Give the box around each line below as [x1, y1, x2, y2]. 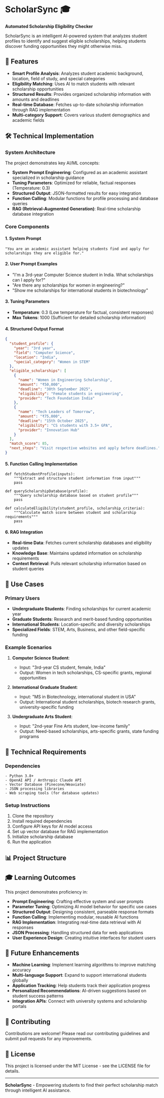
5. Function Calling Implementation [5, 461, 78, 467]
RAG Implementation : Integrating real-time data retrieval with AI [12, 919, 142, 925]
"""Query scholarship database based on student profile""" [14, 493, 139, 498]
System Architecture [5, 149, 56, 156]
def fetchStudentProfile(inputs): [5, 472, 76, 477]
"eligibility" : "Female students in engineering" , [18, 391, 123, 396]
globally [12, 977, 28, 983]
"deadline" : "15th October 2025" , [18, 418, 89, 423]
